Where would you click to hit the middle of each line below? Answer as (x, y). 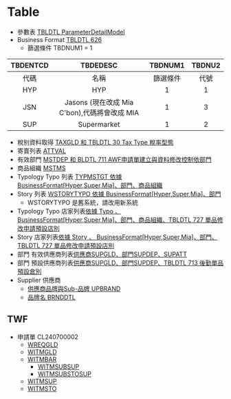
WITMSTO (42, 388)
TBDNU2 (206, 65)
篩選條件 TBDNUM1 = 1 (60, 48)
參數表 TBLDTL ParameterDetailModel (71, 32)
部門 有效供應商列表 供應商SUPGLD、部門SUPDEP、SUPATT (102, 254)
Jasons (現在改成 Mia (99, 102)
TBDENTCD (30, 65)
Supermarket (99, 124)
